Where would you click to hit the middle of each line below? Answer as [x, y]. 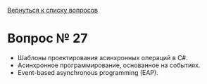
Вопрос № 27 [48, 38]
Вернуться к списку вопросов [53, 10]
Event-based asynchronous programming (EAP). [88, 72]
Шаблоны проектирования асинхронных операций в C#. [102, 57]
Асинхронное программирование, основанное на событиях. [109, 65]
